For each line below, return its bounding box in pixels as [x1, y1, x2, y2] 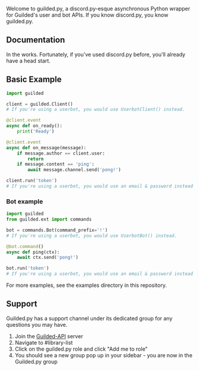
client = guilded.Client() [6, 101, 73, 107]
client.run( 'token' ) [6, 178, 58, 184]
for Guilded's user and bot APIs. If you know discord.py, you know [6, 11, 169, 18]
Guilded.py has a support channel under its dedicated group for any [6, 314, 173, 321]
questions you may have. [6, 321, 68, 328]
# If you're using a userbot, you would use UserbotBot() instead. [6, 233, 178, 239]
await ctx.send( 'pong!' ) [17, 255, 79, 261]
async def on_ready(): [6, 123, 63, 129]
